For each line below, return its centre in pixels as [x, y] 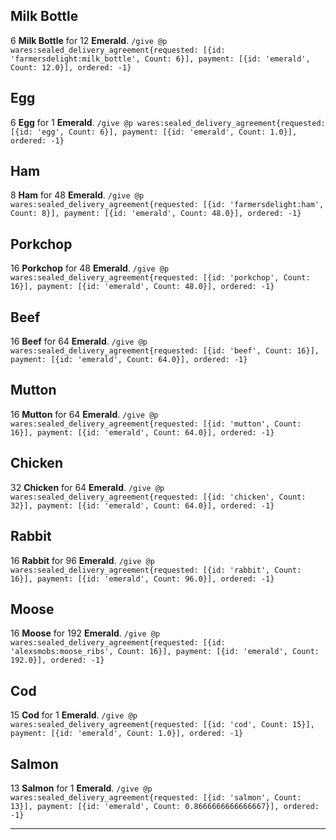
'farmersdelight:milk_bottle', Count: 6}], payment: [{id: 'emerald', [160, 59]
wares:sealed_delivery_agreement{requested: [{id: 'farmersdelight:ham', [167, 205]
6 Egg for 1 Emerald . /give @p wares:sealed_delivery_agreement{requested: [168, 122]
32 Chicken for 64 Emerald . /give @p [87, 487]
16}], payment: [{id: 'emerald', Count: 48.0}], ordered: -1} [142, 287]
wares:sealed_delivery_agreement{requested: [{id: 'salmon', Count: [156, 797]
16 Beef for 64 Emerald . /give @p [79, 341]
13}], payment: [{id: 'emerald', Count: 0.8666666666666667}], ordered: [165, 806]
